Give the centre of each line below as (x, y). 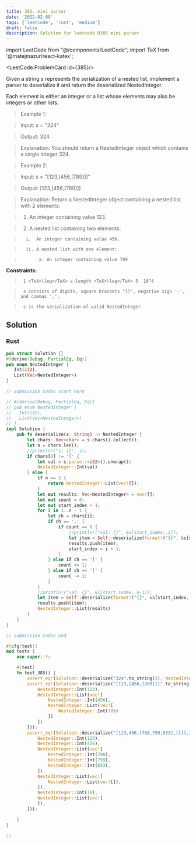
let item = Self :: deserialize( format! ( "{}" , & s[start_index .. (114, 598)
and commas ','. (40, 297)
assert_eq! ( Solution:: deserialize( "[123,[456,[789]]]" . (96, 684)
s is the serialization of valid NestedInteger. (83, 307)
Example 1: (33, 114)
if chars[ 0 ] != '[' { (53, 456)
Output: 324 (35, 137)
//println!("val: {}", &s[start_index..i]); (124, 532)
